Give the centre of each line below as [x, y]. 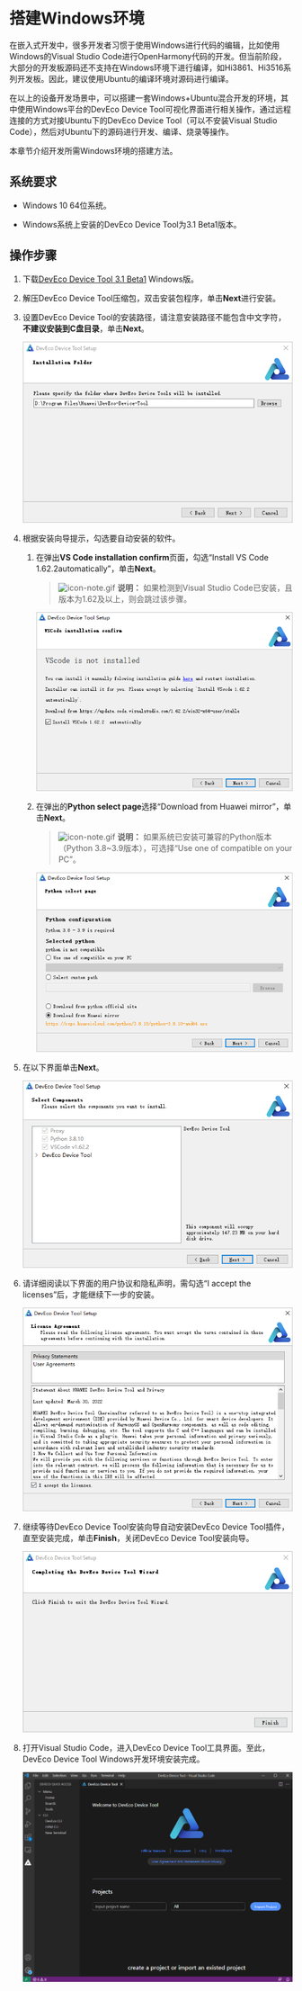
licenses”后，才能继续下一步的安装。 [91, 1295]
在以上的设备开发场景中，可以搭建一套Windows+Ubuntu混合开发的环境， [145, 98]
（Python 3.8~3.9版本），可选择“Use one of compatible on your [175, 848]
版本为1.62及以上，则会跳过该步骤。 [124, 599]
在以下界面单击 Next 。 [63, 1067]
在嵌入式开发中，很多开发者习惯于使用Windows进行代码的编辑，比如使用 [145, 45]
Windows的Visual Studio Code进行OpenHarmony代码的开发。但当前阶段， [148, 56]
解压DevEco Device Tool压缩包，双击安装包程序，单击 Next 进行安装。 [151, 298]
